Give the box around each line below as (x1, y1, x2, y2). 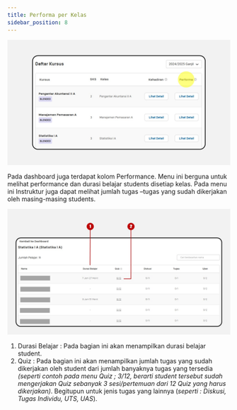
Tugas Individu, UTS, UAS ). (17, 394, 98, 403)
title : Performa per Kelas (7, 11, 87, 18)
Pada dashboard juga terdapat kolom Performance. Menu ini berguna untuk (7, 172, 228, 181)
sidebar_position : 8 (7, 18, 69, 26)
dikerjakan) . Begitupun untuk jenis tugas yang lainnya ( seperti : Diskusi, (17, 387, 226, 395)
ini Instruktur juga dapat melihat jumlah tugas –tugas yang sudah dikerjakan (7, 188, 228, 195)
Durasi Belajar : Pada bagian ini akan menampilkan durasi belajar (17, 341, 207, 350)
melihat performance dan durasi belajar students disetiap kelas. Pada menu (7, 180, 228, 188)
